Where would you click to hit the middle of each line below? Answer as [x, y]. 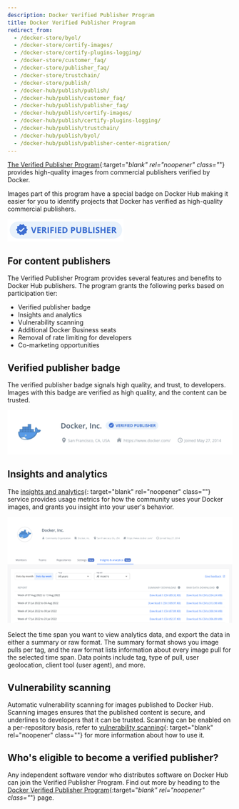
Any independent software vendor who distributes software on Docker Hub [118, 775]
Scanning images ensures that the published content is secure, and [106, 713]
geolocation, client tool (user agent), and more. [77, 665]
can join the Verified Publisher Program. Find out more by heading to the [114, 782]
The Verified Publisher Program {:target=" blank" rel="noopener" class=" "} [116, 164]
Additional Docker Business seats [67, 330]
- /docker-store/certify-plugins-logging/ [78, 53]
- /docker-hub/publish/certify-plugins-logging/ [87, 121]
